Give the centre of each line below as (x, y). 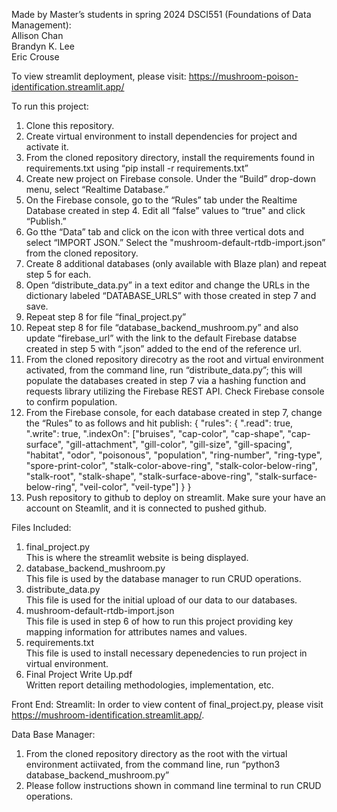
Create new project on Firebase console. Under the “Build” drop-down (171, 178)
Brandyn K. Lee (43, 46)
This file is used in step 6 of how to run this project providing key (159, 621)
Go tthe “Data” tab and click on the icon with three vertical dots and (164, 232)
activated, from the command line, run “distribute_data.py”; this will (164, 370)
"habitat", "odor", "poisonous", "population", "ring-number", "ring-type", (174, 455)
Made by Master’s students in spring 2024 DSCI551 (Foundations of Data (161, 14)
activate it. (47, 147)
